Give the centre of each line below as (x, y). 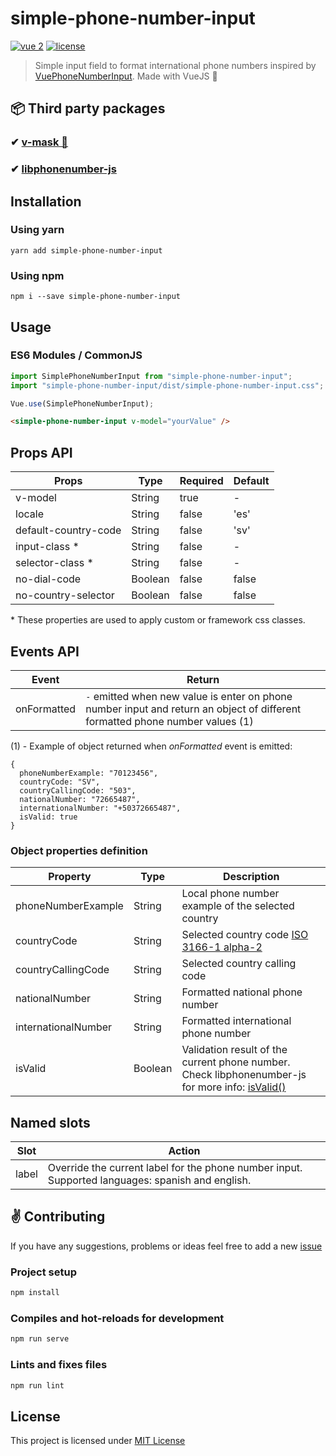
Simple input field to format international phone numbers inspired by (175, 65)
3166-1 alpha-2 (222, 947)
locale (29, 514)
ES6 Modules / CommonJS (76, 355)
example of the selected (238, 906)
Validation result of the (234, 1050)
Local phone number (230, 894)
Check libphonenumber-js (244, 1075)
